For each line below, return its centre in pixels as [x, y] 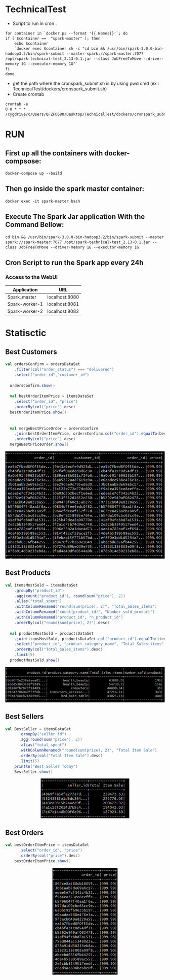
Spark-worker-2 [25, 311]
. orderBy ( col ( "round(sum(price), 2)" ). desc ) [62, 623]
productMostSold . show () [35, 660]
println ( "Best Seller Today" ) [46, 766]
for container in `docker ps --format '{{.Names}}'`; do [67, 33]
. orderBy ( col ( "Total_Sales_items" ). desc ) [58, 649]
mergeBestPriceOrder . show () [39, 445]
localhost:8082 [63, 311]
